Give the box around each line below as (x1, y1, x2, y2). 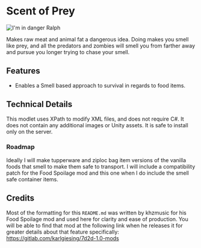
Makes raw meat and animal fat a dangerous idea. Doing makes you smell (6, 35, 189, 43)
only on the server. (6, 128, 53, 135)
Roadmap (6, 143, 35, 151)
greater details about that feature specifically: (6, 228, 119, 235)
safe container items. (6, 175, 59, 183)
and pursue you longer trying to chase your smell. (6, 48, 130, 55)
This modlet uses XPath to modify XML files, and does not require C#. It (6, 115, 185, 122)
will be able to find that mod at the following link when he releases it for (6, 222, 183, 229)
